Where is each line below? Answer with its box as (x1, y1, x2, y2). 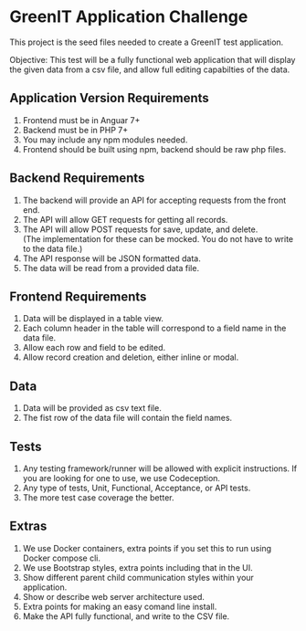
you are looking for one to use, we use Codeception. (22, 473, 221, 483)
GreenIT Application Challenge (9, 6, 248, 27)
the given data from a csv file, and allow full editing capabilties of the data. (9, 64, 290, 75)
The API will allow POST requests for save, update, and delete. (22, 224, 259, 235)
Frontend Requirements (9, 289, 147, 304)
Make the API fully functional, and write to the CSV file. (22, 610, 230, 622)
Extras (9, 519, 47, 534)
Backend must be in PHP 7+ (22, 124, 129, 135)
